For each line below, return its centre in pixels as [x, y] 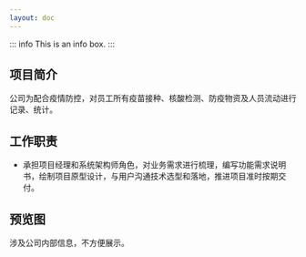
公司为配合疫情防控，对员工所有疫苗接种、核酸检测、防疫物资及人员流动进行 [153, 98]
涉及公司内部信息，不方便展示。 [69, 243]
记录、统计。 [33, 109]
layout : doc [32, 18]
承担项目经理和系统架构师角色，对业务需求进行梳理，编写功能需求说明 [154, 165]
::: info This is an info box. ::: [62, 44]
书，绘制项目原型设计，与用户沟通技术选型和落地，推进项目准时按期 [150, 176]
